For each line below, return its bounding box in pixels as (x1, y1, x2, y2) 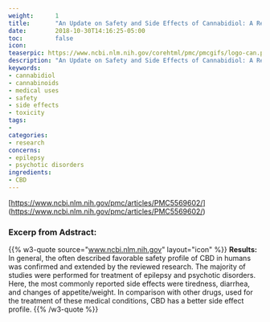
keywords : (8, 64, 42, 72)
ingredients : (8, 169, 52, 177)
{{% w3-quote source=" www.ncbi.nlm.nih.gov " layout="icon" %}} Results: (8, 245, 257, 255)
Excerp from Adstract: (8, 226, 97, 238)
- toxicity (8, 109, 45, 117)
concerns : (8, 146, 42, 154)
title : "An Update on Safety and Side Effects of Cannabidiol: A (8, 19, 253, 27)
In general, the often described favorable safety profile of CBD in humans (8, 254, 252, 263)
